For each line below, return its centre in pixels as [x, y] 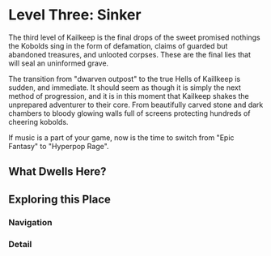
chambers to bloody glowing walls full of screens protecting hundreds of [129, 113]
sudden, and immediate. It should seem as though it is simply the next [125, 87]
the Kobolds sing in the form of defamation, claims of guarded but [118, 45]
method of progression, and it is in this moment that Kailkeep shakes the [129, 96]
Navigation [30, 222]
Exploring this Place [59, 199]
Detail [20, 244]
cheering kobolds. [38, 122]
